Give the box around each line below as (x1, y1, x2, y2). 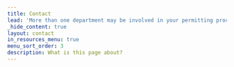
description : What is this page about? (7, 50, 123, 57)
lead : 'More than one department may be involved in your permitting (7, 17, 214, 24)
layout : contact (7, 29, 54, 37)
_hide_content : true (7, 23, 68, 30)
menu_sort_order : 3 (7, 43, 64, 50)
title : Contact (7, 10, 52, 17)
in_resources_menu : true (7, 36, 79, 43)
